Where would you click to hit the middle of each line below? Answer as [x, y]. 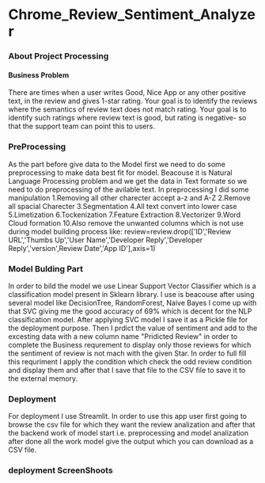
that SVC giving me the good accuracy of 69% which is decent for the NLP [130, 311]
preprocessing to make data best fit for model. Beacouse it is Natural [120, 173]
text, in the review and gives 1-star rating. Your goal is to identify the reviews [133, 101]
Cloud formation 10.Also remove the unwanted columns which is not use [126, 222]
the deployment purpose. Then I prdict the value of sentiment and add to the [133, 328]
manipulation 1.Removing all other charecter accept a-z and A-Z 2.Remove [129, 198]
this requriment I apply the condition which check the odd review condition [130, 361]
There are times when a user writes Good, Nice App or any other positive [127, 93]
